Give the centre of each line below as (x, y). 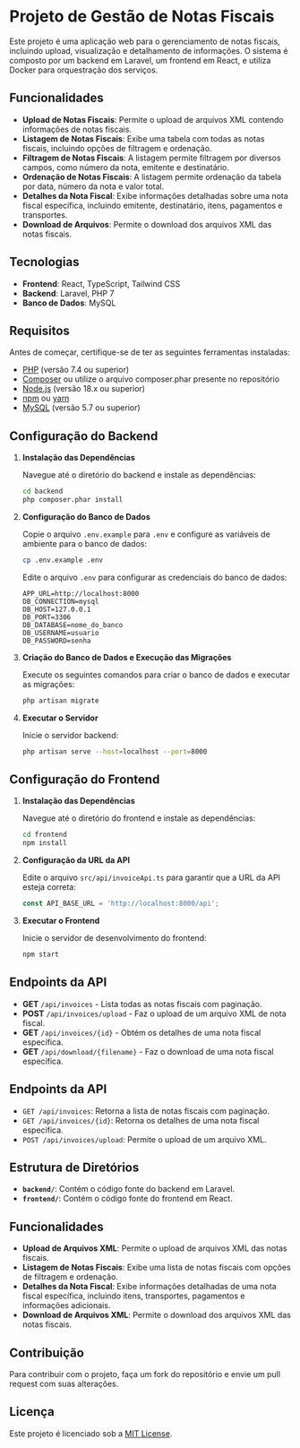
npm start (41, 954)
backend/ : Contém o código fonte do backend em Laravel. (129, 1189)
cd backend (43, 491)
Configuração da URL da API (76, 860)
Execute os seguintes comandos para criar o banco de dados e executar (156, 675)
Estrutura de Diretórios (74, 1167)
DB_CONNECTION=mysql (60, 601)
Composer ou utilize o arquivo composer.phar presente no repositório (151, 379)
